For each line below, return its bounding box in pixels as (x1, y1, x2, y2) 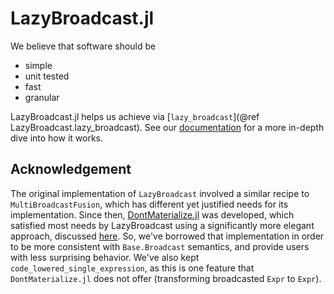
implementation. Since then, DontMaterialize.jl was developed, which (10, 208, 295, 221)
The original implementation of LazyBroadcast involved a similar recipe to (10, 187, 310, 199)
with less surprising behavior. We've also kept (10, 251, 200, 263)
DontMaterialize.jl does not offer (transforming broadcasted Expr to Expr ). (10, 272, 322, 284)
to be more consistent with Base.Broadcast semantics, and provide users (10, 240, 310, 252)
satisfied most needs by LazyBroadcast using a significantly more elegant (10, 219, 315, 231)
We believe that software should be (10, 40, 157, 52)
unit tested (24, 70, 70, 82)
